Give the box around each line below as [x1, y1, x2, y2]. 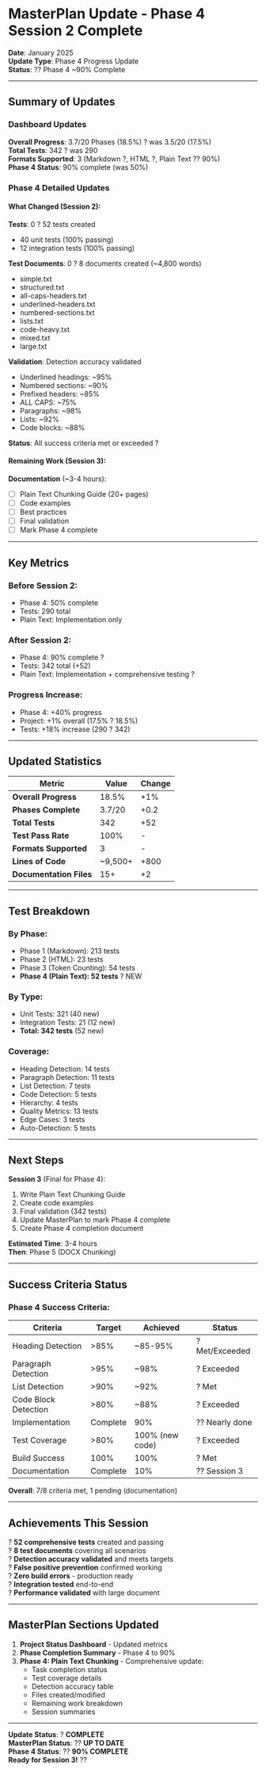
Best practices [19, 507, 67, 517]
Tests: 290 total [19, 606, 71, 616]
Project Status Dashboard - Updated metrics [19, 1639, 168, 1649]
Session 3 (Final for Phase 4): [8, 1174, 105, 1184]
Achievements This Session [8, 1516, 149, 1530]
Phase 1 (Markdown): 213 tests [19, 946, 120, 956]
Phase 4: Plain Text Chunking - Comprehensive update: [19, 1656, 204, 1666]
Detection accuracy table [31, 1682, 114, 1691]
